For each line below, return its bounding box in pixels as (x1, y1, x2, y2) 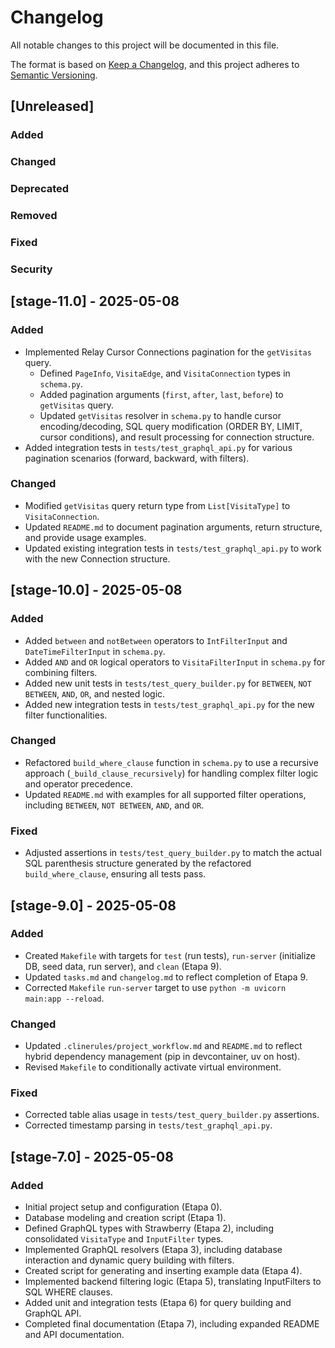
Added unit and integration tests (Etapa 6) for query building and (24, 1297, 292, 1309)
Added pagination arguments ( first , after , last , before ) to (39, 388, 284, 400)
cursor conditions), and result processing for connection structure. (39, 431, 315, 443)
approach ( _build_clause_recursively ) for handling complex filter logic (24, 767, 319, 779)
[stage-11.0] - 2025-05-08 (10, 293, 180, 310)
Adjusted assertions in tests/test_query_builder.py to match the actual (24, 847, 322, 859)
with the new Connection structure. (24, 552, 171, 565)
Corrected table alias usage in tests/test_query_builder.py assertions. (24, 1109, 320, 1121)
